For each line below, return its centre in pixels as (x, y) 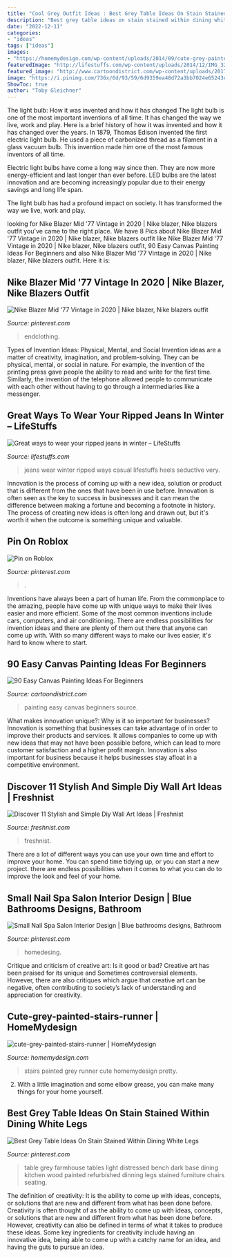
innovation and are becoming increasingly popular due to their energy (106, 182)
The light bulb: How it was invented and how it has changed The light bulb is (116, 111)
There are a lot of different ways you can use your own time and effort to (110, 855)
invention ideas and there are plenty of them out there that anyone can (108, 628)
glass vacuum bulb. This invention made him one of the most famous (105, 147)
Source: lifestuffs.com (39, 456)
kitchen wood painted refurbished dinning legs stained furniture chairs (124, 1174)
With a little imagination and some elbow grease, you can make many (116, 1084)
